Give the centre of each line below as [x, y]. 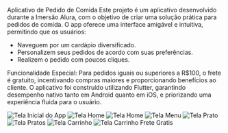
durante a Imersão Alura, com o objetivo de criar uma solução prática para [112, 17]
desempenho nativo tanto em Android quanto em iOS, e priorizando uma [109, 95]
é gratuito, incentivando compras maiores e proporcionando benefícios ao [112, 80]
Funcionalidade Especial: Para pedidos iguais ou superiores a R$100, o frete [114, 73]
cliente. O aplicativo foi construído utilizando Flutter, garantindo [97, 87]
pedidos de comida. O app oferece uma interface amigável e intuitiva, [105, 24]
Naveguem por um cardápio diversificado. [76, 45]
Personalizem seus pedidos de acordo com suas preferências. [105, 52]
